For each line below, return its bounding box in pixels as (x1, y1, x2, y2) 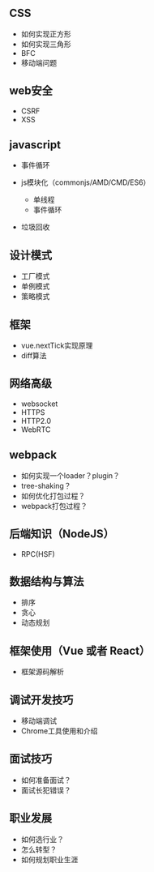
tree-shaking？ (20, 481, 71, 490)
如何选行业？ (20, 834, 64, 844)
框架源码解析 (20, 667, 64, 677)
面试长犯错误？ (20, 785, 71, 795)
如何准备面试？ (20, 775, 71, 784)
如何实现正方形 (20, 28, 71, 39)
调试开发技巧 (9, 693, 74, 707)
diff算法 (20, 351, 47, 361)
